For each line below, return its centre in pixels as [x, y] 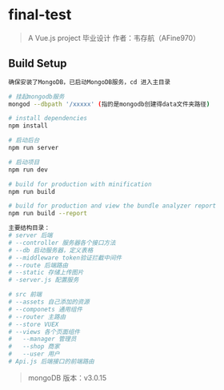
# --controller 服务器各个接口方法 [62, 243]
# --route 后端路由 [38, 265]
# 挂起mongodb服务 [36, 96]
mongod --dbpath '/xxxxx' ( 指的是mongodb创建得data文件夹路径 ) [109, 104]
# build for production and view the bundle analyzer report [112, 206]
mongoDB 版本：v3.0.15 [67, 377]
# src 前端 [25, 295]
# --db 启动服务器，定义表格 [51, 250]
